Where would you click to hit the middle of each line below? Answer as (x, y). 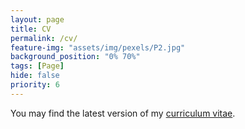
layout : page (37, 19)
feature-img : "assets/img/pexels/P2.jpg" (98, 47)
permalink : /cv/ (44, 38)
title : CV (31, 29)
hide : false (35, 76)
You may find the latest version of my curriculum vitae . (123, 113)
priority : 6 (35, 85)
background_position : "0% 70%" (75, 57)
